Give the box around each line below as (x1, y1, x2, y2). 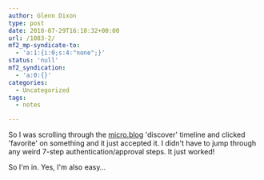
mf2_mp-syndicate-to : (8, 42, 81, 50)
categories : (8, 78, 48, 86)
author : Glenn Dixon (8, 11, 78, 20)
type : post (8, 19, 45, 27)
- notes (15, 101, 42, 109)
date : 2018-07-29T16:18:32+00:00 (8, 26, 120, 34)
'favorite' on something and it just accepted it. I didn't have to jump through (8, 138, 257, 148)
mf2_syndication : (8, 64, 66, 72)
